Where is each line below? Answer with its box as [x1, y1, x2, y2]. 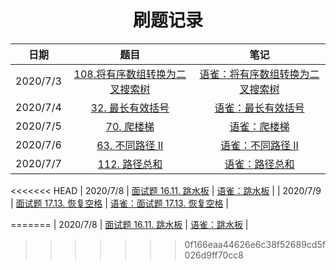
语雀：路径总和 [224, 157, 295, 171]
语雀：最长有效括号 [214, 101, 305, 115]
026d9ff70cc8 [184, 249, 244, 261]
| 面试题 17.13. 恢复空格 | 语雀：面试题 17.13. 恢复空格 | [10, 197, 229, 209]
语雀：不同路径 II [219, 138, 299, 152]
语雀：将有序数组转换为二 [199, 67, 320, 81]
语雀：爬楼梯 [229, 119, 290, 133]
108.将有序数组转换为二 [73, 67, 187, 81]
